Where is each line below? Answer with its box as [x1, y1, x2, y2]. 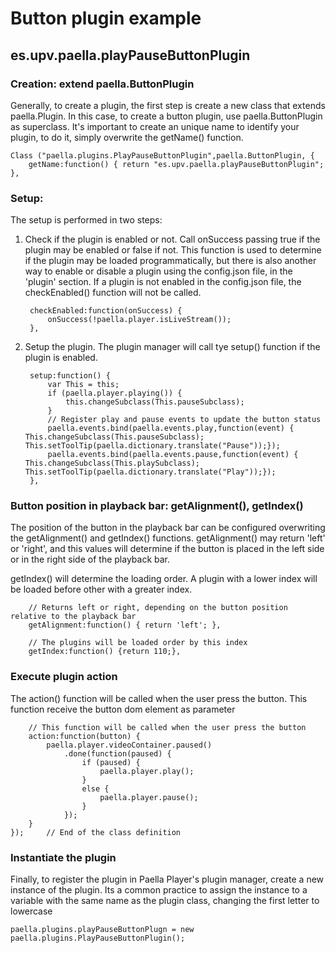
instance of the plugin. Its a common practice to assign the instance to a [10, 884, 308, 896]
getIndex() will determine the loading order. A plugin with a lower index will [10, 573, 318, 585]
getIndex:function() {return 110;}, [28, 647, 182, 657]
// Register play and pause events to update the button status [47, 415, 322, 425]
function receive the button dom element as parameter [10, 703, 236, 715]
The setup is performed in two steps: [10, 214, 163, 226]
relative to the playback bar [10, 612, 137, 622]
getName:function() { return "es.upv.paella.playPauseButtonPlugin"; [28, 159, 325, 169]
